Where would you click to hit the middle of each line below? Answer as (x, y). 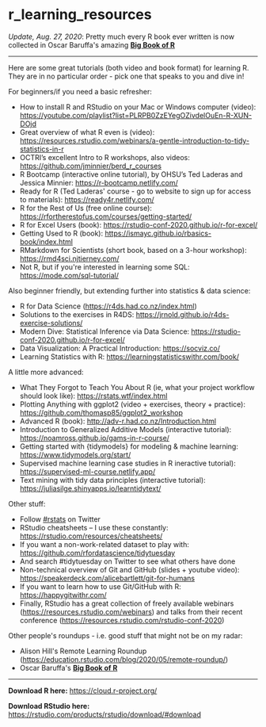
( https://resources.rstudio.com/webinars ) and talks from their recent (131, 611)
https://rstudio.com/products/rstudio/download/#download (105, 714)
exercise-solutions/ (51, 323)
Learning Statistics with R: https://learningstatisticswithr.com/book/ (129, 356)
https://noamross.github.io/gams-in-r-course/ (95, 438)
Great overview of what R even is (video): (87, 132)
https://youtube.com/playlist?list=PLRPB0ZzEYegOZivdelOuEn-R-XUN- (135, 115)
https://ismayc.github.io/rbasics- (158, 233)
